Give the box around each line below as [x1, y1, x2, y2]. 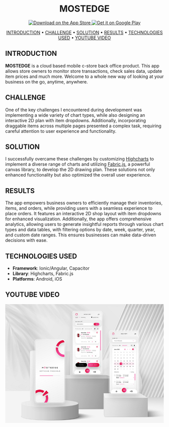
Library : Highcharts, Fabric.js [12, 271, 74, 277]
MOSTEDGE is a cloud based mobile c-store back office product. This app [5, 62, 159, 68]
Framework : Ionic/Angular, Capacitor [12, 265, 90, 271]
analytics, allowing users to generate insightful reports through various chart [5, 221, 164, 227]
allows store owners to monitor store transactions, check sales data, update [5, 68, 162, 74]
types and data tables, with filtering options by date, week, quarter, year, [5, 227, 155, 233]
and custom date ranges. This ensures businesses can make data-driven [5, 232, 156, 238]
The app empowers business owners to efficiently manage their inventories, [5, 200, 162, 206]
